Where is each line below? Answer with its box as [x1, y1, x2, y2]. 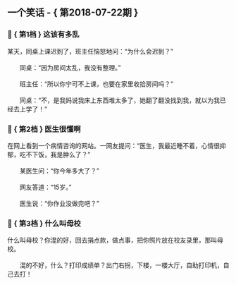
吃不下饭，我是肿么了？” [19, 150, 91, 159]
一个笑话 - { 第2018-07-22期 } [7, 6, 139, 19]
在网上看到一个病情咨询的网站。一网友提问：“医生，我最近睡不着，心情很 [7, 141, 221, 150]
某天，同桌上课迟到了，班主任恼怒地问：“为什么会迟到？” [7, 47, 174, 55]
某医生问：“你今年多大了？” [19, 166, 100, 175]
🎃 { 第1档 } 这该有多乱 [7, 30, 80, 40]
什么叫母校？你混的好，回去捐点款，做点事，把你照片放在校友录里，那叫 [7, 236, 217, 245]
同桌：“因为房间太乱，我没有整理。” [19, 63, 121, 72]
